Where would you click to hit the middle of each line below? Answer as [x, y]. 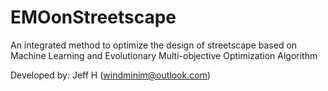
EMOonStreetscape [93, 17]
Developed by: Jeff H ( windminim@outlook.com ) [110, 75]
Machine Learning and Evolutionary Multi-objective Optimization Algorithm [164, 55]
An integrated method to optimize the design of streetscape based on [154, 45]
